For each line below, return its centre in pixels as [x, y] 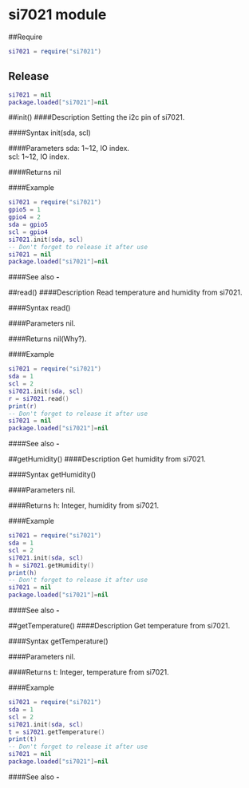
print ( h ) [23, 572]
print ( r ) [23, 406]
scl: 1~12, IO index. [39, 156]
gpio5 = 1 [25, 210]
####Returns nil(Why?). [47, 339]
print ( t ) [23, 739]
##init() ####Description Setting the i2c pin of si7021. [97, 117]
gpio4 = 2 [25, 217]
